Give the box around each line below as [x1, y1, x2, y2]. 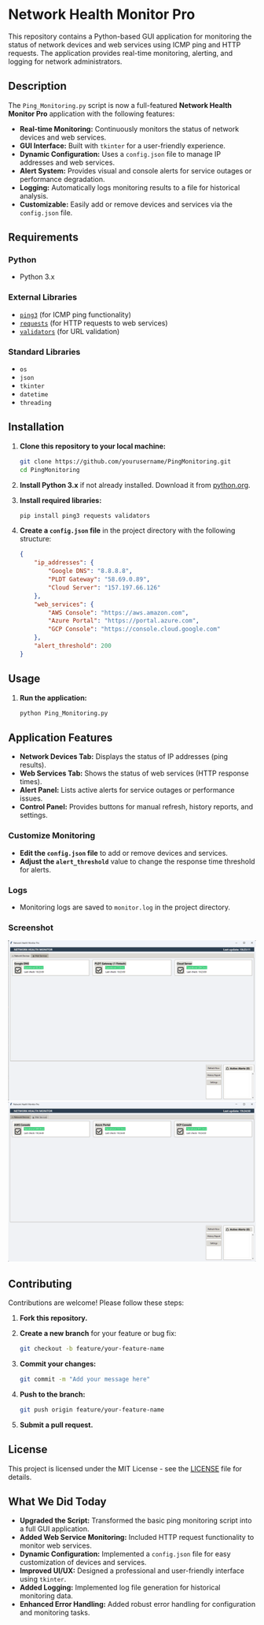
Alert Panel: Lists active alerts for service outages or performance [19, 786, 236, 795]
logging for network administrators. [8, 57, 123, 66]
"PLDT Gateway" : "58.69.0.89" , [48, 575, 151, 584]
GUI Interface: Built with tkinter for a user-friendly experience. [19, 140, 226, 151]
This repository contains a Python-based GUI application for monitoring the [8, 32, 252, 41]
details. [8, 1472, 32, 1482]
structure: [19, 534, 52, 544]
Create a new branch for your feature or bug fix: [19, 1329, 177, 1338]
